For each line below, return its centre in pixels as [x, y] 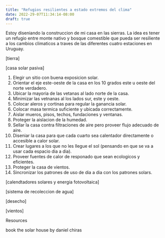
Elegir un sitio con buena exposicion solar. [56, 78]
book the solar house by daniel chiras [44, 230]
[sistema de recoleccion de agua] [40, 192]
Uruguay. [15, 49]
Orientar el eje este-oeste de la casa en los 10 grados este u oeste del [84, 83]
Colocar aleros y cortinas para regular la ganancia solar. [70, 104]
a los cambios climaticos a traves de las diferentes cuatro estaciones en [79, 44]
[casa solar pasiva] [25, 68]
